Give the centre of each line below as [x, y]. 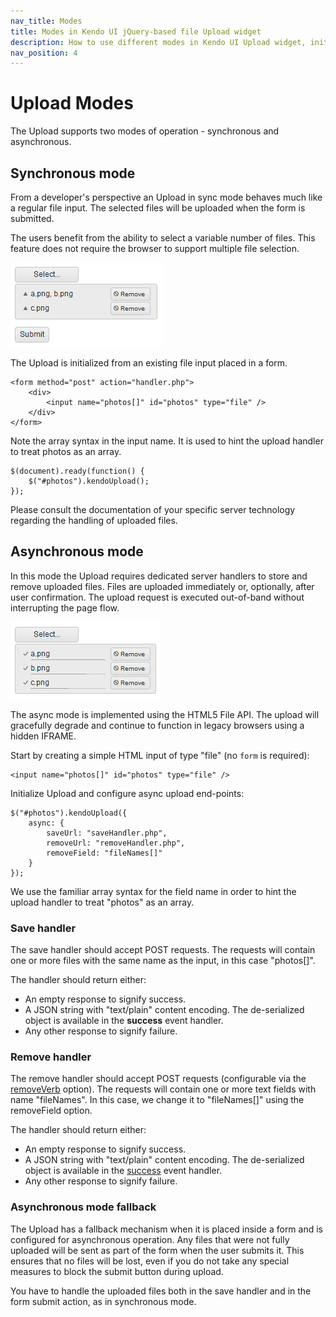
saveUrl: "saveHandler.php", [107, 833]
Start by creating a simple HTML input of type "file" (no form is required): [160, 755]
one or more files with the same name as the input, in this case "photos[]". [163, 961]
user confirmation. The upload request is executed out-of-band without [157, 597]
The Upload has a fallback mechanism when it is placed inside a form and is [166, 1229]
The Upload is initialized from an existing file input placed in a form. [149, 363]
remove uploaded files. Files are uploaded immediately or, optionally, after [162, 586]
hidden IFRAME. [43, 736]
